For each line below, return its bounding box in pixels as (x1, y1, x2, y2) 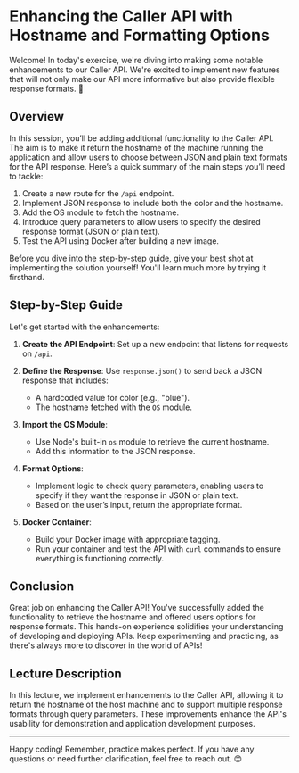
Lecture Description (9, 666, 122, 681)
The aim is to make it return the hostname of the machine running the (9, 142, 263, 153)
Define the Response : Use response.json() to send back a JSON (21, 365, 263, 376)
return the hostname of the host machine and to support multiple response (9, 699, 283, 711)
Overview (9, 109, 65, 124)
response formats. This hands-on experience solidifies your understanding (9, 621, 284, 632)
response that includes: (21, 375, 109, 386)
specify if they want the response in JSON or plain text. (35, 489, 238, 501)
